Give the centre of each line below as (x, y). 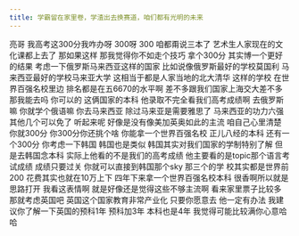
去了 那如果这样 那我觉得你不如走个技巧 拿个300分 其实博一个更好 (162, 55)
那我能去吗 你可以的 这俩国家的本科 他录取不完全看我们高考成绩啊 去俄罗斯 (146, 100)
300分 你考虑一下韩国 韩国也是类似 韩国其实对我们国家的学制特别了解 (145, 144)
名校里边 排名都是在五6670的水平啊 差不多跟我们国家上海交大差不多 (158, 88)
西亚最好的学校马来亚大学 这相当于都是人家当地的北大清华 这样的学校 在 (149, 77)
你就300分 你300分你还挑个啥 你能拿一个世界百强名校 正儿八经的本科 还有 (146, 133)
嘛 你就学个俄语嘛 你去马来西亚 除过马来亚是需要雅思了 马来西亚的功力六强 (146, 110)
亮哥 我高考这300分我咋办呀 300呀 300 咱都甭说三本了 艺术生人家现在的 (142, 44)
